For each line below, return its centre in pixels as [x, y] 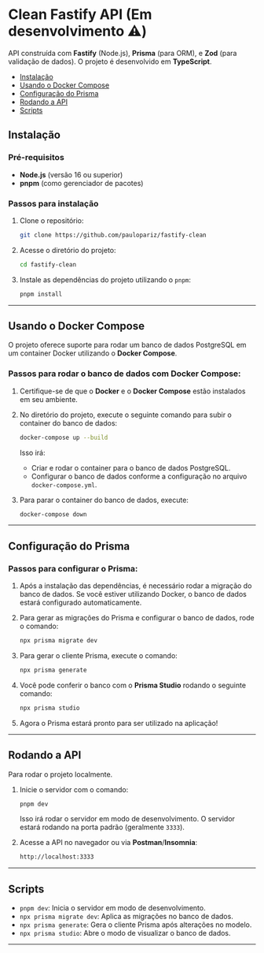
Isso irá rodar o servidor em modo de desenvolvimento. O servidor [127, 819]
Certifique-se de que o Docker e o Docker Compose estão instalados [132, 391]
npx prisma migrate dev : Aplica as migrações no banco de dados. [126, 917]
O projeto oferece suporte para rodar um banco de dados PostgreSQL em [127, 345]
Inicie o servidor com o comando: [74, 789]
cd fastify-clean [48, 264]
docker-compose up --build [64, 437]
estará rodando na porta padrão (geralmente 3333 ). [102, 827]
